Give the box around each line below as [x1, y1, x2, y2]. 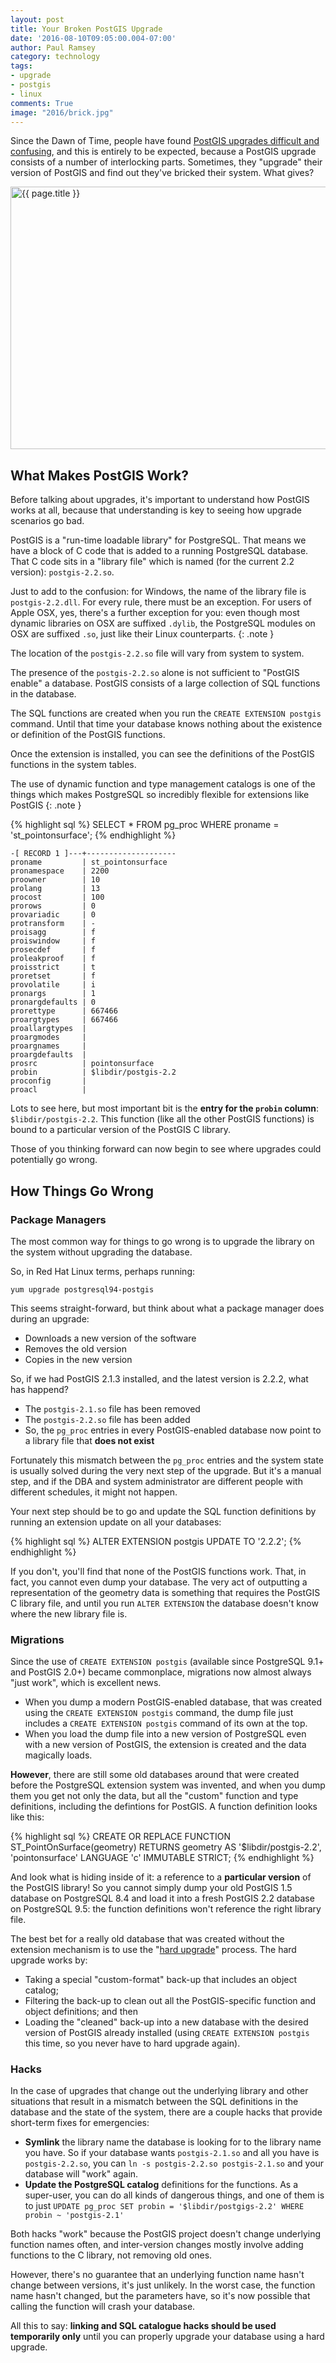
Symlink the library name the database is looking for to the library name [24, 2136, 322, 2148]
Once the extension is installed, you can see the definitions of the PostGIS [10, 748, 315, 760]
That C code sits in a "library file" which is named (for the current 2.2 [10, 556, 295, 568]
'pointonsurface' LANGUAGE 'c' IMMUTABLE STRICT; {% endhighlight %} [10, 1852, 315, 1864]
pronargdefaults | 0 [10, 997, 97, 1008]
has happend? [10, 1383, 69, 1395]
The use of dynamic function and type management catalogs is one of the [10, 778, 316, 790]
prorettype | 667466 [10, 1006, 118, 1016]
